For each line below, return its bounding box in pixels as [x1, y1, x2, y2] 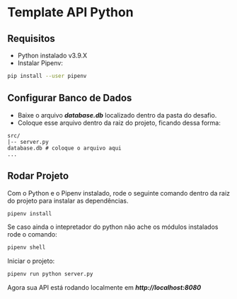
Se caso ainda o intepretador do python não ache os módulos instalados [7, 222, 219, 231]
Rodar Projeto [7, 170, 69, 182]
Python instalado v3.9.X [17, 51, 88, 60]
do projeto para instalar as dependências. [7, 196, 129, 205]
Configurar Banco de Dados [7, 92, 132, 104]
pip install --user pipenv [7, 72, 87, 79]
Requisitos [7, 33, 55, 45]
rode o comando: [7, 230, 58, 239]
